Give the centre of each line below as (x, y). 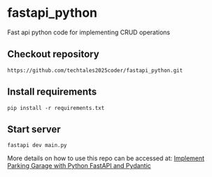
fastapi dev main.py (37, 146)
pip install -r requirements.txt (56, 108)
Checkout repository (53, 54)
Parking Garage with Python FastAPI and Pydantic (79, 166)
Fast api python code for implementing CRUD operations (89, 32)
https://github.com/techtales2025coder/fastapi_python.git (95, 70)
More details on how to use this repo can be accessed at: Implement (106, 158)
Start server (34, 129)
